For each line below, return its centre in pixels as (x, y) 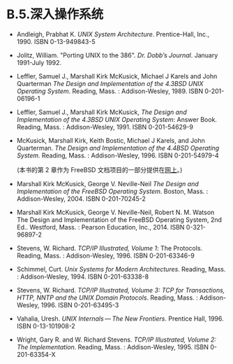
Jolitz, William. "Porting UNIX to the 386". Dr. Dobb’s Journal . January (117, 55)
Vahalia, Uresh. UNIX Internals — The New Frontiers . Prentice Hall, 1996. (120, 318)
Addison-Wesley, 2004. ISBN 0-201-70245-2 (81, 198)
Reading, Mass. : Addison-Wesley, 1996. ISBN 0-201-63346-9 (105, 255)
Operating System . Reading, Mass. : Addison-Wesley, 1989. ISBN (110, 91)
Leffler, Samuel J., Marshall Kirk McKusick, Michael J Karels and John (117, 76)
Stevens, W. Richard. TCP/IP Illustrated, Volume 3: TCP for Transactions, (121, 290)
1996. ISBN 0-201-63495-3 (80, 304)
